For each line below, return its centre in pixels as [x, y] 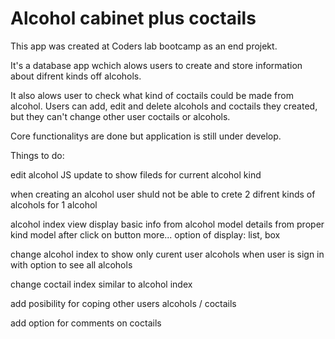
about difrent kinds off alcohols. [76, 76]
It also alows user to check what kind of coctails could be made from [152, 95]
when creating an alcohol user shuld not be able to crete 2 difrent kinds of [163, 194]
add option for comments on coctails [86, 323]
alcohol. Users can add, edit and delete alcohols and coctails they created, [164, 106]
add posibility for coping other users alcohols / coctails [123, 303]
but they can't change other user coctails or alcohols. [120, 116]
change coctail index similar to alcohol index [101, 284]
